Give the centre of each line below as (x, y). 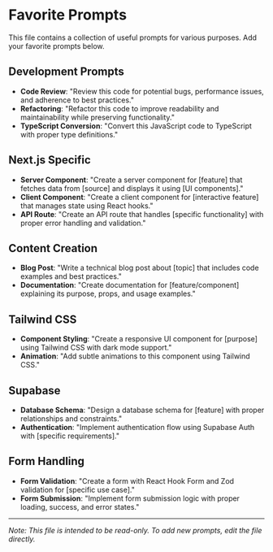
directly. (22, 539)
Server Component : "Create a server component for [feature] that (131, 180)
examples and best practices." (71, 276)
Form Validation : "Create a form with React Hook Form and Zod (127, 480)
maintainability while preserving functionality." (97, 117)
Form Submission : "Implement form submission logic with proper (130, 498)
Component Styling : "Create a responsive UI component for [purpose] (139, 339)
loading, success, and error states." (80, 506)
